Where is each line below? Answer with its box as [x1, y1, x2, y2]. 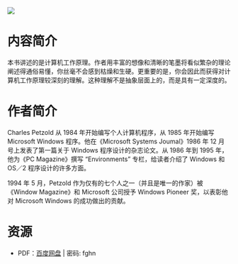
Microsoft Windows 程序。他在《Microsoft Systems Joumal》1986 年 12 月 [7, 137, 225, 145]
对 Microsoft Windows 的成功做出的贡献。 [7, 196, 130, 205]
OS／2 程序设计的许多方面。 [7, 163, 91, 172]
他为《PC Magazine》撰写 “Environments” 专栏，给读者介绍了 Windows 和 [7, 155, 225, 163]
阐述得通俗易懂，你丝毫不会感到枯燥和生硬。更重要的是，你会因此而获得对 [7, 67, 225, 75]
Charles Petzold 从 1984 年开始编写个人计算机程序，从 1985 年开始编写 [7, 128, 215, 136]
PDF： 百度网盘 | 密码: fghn [17, 248, 96, 257]
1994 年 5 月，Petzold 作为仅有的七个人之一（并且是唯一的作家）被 [7, 178, 203, 187]
